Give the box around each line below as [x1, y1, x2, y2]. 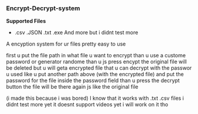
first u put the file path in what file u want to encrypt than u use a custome [6, 52, 186, 59]
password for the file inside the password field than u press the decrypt [6, 77, 180, 84]
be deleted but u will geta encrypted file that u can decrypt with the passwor [6, 64, 192, 71]
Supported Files [6, 18, 46, 25]
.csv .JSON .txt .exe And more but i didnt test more [14, 29, 138, 36]
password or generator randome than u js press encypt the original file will [6, 58, 187, 66]
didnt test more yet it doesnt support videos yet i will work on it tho [6, 101, 169, 108]
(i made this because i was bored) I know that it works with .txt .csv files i [6, 95, 184, 102]
